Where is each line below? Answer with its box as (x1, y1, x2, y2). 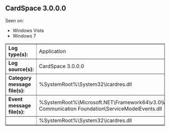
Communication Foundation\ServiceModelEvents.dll (38, 105, 162, 112)
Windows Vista (12, 27, 44, 34)
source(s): (8, 65, 34, 73)
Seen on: (5, 17, 24, 23)
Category (8, 74, 32, 81)
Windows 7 (12, 32, 36, 39)
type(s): (8, 51, 28, 58)
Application (38, 48, 66, 55)
